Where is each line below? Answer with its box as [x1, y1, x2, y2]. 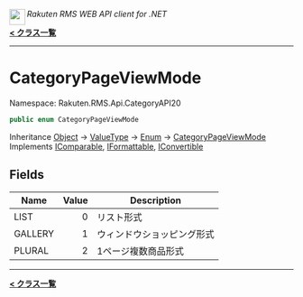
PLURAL [14, 244, 50, 256]
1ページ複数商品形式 [96, 245, 185, 257]
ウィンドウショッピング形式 [96, 227, 215, 240]
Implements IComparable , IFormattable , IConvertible [9, 141, 204, 152]
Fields [9, 167, 45, 182]
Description [130, 194, 182, 207]
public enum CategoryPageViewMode [9, 115, 140, 124]
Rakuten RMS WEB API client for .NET [26, 9, 168, 19]
